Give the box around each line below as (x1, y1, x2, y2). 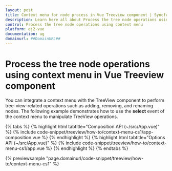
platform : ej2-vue (5, 27, 45, 32)
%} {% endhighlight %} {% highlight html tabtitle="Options (41, 134, 165, 140)
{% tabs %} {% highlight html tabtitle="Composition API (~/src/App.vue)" (5, 123, 160, 129)
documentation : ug (5, 31, 45, 36)
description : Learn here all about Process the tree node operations (5, 17, 157, 22)
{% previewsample (5, 155, 45, 161)
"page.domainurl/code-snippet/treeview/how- (46, 155, 144, 161)
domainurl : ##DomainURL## (5, 36, 60, 42)
